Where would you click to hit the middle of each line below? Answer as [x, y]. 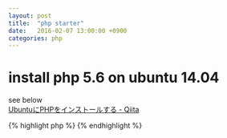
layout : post [30, 16]
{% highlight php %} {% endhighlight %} [75, 126]
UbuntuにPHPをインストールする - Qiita [74, 110]
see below [25, 100]
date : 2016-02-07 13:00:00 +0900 [68, 30]
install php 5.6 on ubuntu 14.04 [114, 78]
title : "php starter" [46, 23]
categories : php [35, 38]
